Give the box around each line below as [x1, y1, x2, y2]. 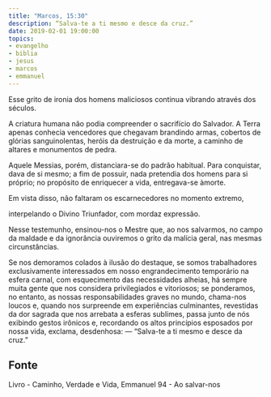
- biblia [8, 49, 38, 58]
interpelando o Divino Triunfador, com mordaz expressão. [8, 208, 201, 219]
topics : [8, 34, 35, 43]
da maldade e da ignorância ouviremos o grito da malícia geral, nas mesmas [8, 233, 262, 243]
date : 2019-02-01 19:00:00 [8, 27, 100, 35]
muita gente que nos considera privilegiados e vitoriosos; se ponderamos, [8, 283, 256, 292]
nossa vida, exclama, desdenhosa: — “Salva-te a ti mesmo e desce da [8, 326, 243, 336]
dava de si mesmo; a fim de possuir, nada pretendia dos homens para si [8, 169, 248, 178]
